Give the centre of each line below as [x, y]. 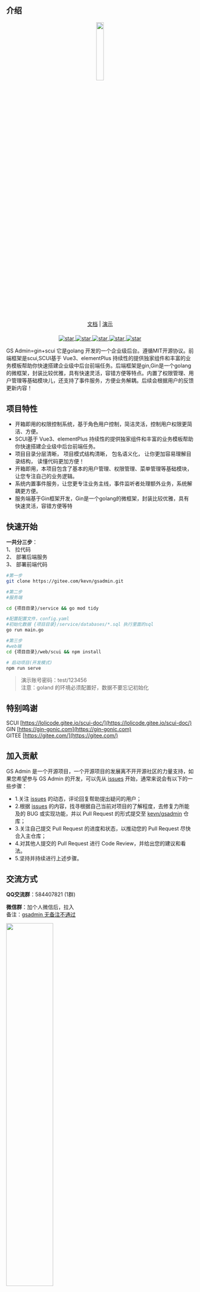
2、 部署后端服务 [27, 557]
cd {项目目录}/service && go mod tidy [53, 608]
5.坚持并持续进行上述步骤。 [48, 859]
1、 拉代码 [18, 550]
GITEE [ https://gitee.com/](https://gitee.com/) [62, 736]
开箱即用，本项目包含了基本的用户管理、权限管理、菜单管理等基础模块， [103, 469]
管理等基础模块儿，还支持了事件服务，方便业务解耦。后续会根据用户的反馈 [102, 380]
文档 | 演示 [100, 324]
